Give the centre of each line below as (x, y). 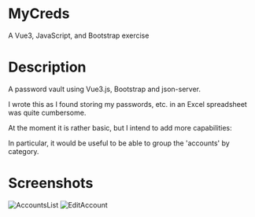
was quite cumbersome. (47, 112)
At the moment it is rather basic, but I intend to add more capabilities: (120, 127)
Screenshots (51, 184)
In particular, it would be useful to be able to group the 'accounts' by (119, 143)
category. (24, 151)
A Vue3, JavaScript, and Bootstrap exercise (79, 35)
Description (47, 67)
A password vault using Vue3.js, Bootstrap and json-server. (104, 89)
